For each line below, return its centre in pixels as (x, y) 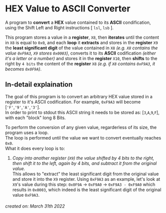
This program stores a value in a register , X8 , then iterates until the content (82, 37)
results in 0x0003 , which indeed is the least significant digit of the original (87, 190)
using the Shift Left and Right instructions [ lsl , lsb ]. (59, 27)
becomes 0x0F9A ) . (23, 69)
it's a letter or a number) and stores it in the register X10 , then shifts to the (81, 58)
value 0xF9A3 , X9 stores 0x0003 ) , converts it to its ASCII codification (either (81, 53)
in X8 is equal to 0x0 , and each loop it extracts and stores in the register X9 (82, 42)
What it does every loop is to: (35, 148)
